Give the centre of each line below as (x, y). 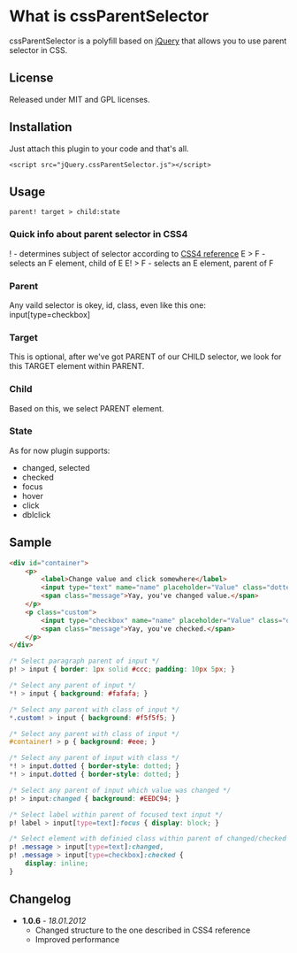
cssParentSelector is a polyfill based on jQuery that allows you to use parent (148, 41)
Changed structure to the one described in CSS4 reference (143, 930)
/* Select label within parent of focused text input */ (116, 815)
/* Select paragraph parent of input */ (85, 661)
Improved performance (77, 939)
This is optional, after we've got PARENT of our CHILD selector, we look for (145, 357)
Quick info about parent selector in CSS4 (99, 234)
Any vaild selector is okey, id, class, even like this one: (107, 305)
